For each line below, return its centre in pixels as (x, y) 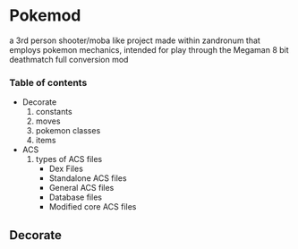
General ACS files (81, 188)
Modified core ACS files (93, 207)
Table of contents (48, 82)
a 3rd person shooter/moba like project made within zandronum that (135, 40)
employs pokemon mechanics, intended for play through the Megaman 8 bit (149, 49)
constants (54, 112)
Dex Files (66, 169)
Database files (76, 197)
